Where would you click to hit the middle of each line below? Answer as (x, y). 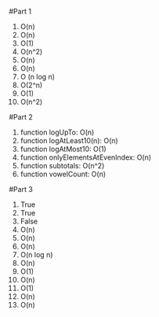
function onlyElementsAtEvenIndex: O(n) (86, 157)
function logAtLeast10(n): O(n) (69, 140)
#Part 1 (20, 11)
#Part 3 (21, 189)
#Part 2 (21, 117)
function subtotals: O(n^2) (62, 166)
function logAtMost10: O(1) (63, 149)
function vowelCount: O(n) (63, 174)
